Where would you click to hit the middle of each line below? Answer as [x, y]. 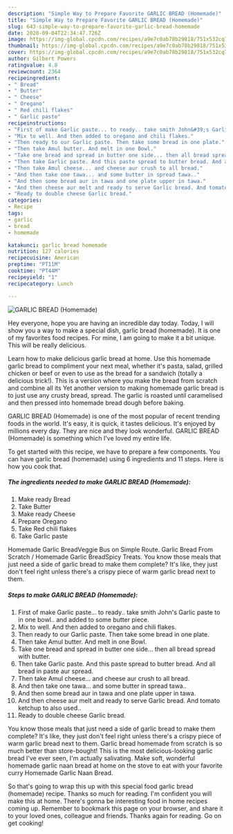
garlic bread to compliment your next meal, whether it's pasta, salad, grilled [115, 366]
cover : [17, 53]
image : [17, 39]
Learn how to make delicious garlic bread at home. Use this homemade [109, 358]
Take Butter [34, 507]
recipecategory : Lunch [40, 284]
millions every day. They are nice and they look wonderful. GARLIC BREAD [114, 431]
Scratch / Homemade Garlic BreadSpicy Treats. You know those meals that [114, 557]
